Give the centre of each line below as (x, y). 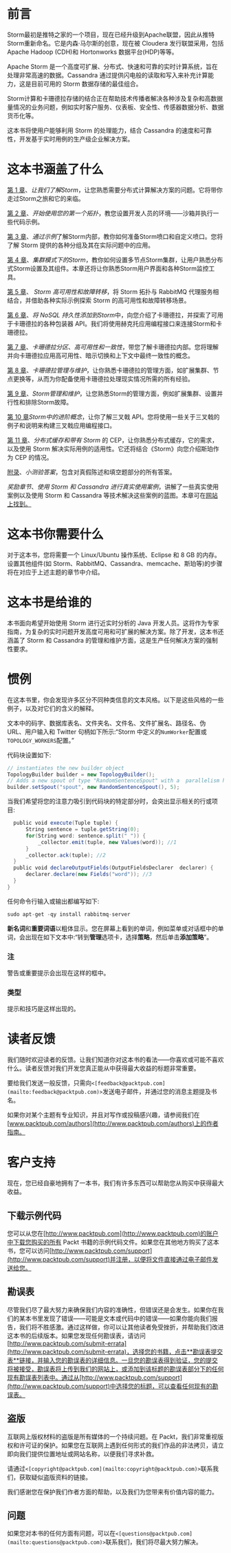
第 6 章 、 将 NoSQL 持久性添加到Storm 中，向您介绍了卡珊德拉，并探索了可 (112, 315)
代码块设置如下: (29, 755)
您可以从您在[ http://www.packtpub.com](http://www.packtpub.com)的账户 (113, 1233)
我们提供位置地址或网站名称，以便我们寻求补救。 (88, 1454)
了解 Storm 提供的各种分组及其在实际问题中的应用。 (81, 245)
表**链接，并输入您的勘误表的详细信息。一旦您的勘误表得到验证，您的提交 (113, 1360)
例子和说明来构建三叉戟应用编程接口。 (61, 425)
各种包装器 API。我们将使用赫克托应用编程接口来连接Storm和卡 (132, 323)
